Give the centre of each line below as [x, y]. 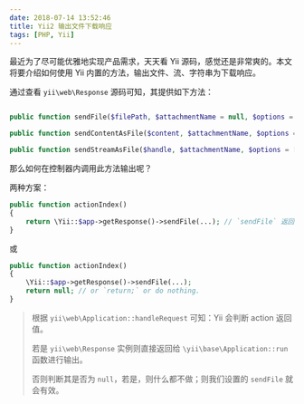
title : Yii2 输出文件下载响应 [61, 26]
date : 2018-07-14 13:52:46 [60, 18]
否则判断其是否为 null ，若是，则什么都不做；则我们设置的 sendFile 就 [162, 379]
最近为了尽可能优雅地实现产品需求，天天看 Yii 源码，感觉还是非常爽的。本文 [151, 62]
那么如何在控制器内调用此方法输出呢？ [81, 168]
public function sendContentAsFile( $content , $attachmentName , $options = [153, 134]
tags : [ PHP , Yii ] [42, 34]
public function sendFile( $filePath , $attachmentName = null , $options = [152, 117]
